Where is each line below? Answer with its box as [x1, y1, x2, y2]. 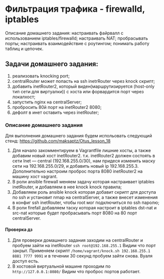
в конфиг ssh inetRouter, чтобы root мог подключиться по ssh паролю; [12, 200, 160, 205]
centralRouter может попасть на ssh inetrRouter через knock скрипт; [12, 78, 155, 84]
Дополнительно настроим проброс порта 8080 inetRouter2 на [12, 168, 143, 175]
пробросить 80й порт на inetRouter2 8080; [12, 104, 102, 110]
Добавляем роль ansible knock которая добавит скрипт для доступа [12, 189, 156, 195]
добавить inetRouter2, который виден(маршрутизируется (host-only [12, 83, 155, 89]
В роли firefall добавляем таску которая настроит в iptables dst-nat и [12, 205, 157, 211]
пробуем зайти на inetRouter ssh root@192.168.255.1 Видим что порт [12, 243, 156, 249]
